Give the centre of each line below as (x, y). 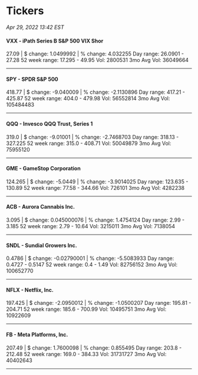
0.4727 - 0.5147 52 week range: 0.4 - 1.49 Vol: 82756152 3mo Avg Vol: (92, 265)
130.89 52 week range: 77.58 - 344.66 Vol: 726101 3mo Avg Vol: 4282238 (95, 187)
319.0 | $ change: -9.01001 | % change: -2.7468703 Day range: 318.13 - (93, 137)
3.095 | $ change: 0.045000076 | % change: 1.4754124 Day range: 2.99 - (95, 220)
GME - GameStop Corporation (43, 169)
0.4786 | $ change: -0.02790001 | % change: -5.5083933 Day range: (90, 258)
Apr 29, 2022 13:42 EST (35, 27)
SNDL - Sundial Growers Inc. (42, 245)
